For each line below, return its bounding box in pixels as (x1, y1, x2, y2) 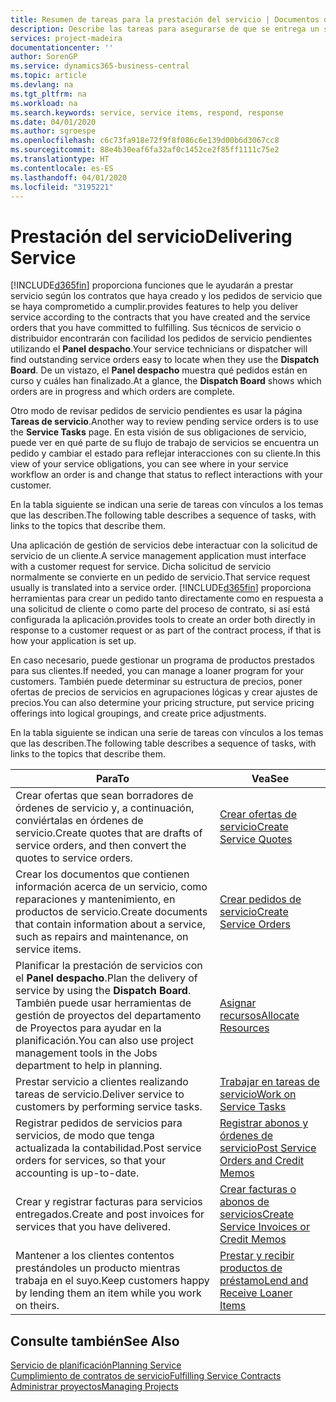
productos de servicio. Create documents (15, 905, 208, 919)
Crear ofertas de (219, 807, 297, 821)
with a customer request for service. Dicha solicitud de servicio (10, 561, 272, 573)
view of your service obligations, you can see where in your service (10, 458, 289, 470)
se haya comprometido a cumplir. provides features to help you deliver (10, 301, 299, 313)
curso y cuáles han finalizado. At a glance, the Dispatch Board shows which (10, 375, 322, 387)
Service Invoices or (219, 1220, 310, 1234)
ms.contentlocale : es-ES (10, 163, 114, 173)
